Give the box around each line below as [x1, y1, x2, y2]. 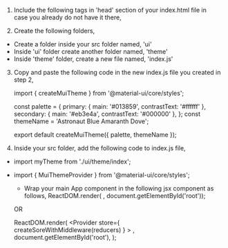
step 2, [13, 76, 34, 84]
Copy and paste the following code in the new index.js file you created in [13, 69, 221, 76]
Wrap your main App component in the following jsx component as [23, 184, 214, 193]
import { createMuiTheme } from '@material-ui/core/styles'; [13, 89, 184, 97]
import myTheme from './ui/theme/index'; [13, 157, 131, 166]
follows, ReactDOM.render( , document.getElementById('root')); [23, 192, 206, 200]
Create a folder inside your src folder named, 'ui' [13, 40, 152, 48]
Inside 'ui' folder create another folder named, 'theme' [13, 48, 168, 55]
